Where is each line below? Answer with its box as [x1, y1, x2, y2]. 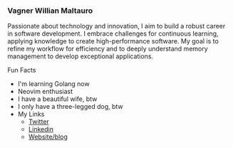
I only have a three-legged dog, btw [17, 102, 123, 111]
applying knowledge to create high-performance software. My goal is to [7, 37, 219, 46]
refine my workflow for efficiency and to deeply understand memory [7, 45, 208, 53]
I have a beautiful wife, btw [17, 95, 98, 103]
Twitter [28, 117, 50, 126]
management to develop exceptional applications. [7, 52, 154, 60]
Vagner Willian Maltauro [7, 6, 93, 16]
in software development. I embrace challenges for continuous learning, [7, 29, 219, 38]
